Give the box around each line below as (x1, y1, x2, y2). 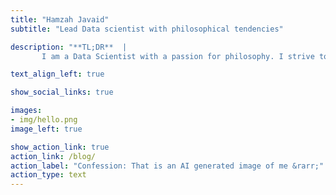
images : (10, 106, 43, 116)
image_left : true (10, 124, 83, 134)
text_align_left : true (10, 69, 105, 80)
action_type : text (10, 170, 87, 180)
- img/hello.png (10, 115, 78, 125)
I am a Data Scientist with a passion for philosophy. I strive (41, 51, 315, 61)
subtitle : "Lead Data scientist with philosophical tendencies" (10, 24, 284, 34)
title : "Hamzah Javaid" (10, 14, 110, 25)
